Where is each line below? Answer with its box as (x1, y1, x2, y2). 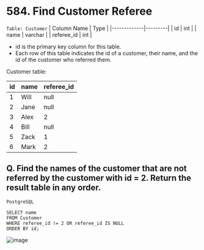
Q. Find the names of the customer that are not (6, 164, 188, 174)
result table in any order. (6, 183, 101, 193)
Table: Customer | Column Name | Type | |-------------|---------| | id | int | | (6, 25, 197, 32)
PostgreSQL (6, 199, 34, 205)
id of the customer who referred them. (15, 56, 112, 63)
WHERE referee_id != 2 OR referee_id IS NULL (6, 220, 124, 226)
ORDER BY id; (6, 225, 40, 232)
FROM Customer (6, 214, 43, 221)
